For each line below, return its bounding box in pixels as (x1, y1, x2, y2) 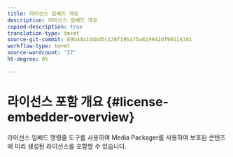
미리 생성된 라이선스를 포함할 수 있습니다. (14, 142, 127, 150)
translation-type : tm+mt (7, 29, 80, 37)
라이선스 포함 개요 (7, 94, 104, 110)
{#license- (106, 94, 169, 110)
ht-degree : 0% (7, 56, 49, 63)
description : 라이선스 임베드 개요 (7, 17, 98, 24)
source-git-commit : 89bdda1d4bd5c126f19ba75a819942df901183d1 (7, 36, 192, 43)
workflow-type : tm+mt (7, 43, 71, 50)
